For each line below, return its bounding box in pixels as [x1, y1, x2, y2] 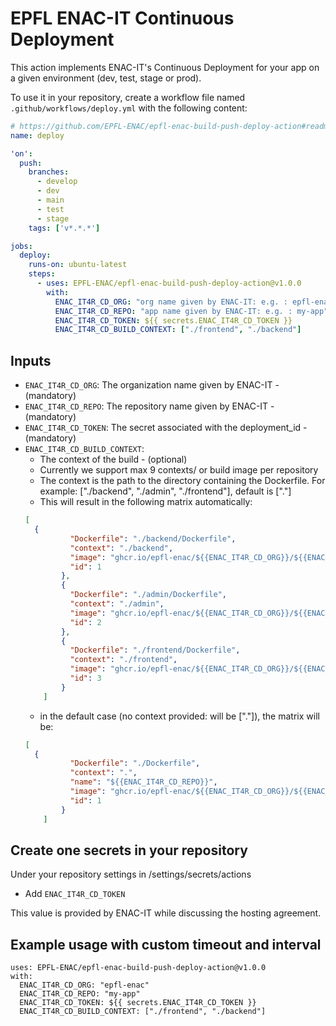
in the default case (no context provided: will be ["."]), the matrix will [39, 710, 320, 722]
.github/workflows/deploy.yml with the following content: [10, 102, 248, 114]
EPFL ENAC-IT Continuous [10, 7, 235, 30]
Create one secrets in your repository [10, 842, 248, 859]
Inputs [10, 352, 52, 369]
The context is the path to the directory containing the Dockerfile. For [39, 475, 326, 487]
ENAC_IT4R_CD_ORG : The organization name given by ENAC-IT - [24, 379, 280, 391]
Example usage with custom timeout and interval [10, 936, 322, 953]
